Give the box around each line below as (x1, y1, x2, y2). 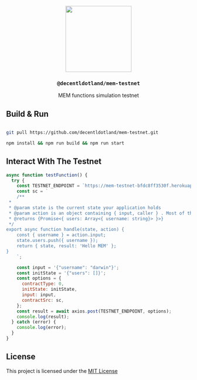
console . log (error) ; (16, 325, 67, 331)
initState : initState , (21, 287, 77, 292)
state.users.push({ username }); (16, 238, 98, 244)
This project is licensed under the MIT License (6, 367, 118, 374)
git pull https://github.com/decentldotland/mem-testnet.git (6, 130, 159, 136)
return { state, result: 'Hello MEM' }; (16, 243, 117, 249)
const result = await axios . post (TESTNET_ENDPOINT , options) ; (16, 308, 172, 314)
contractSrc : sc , (21, 297, 64, 303)
